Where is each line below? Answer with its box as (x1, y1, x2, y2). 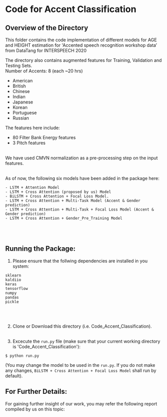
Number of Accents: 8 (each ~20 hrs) (5, 68, 83, 74)
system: (12, 263, 29, 269)
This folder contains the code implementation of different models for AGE (5, 37, 157, 43)
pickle (5, 299, 19, 304)
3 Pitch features (12, 140, 46, 146)
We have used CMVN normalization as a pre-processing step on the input (5, 155, 158, 161)
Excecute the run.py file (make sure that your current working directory (12, 338, 160, 344)
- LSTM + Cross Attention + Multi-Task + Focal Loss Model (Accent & (5, 207, 154, 212)
